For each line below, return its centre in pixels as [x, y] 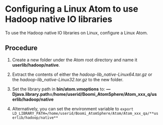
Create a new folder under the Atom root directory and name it [75, 60]
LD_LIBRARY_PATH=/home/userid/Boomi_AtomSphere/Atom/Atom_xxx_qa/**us [85, 113]
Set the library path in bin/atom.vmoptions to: [59, 89]
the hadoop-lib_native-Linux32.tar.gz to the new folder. [68, 79]
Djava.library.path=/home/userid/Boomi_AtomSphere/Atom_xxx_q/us [84, 94]
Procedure [21, 48]
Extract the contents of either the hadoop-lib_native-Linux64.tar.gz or [82, 74]
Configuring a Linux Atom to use [72, 9]
